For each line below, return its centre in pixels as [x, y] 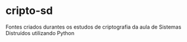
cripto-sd [29, 11]
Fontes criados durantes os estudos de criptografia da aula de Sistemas [93, 27]
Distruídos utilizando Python [40, 33]
